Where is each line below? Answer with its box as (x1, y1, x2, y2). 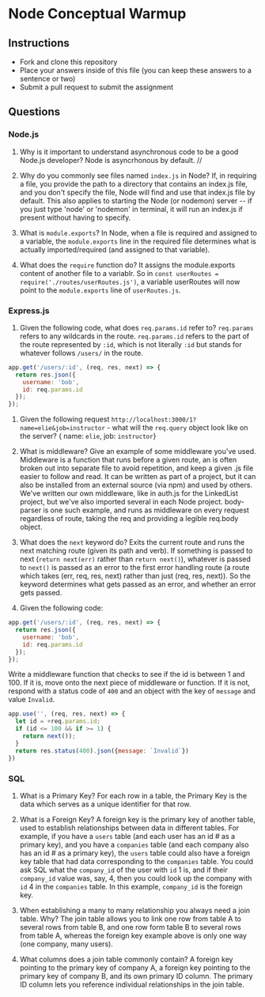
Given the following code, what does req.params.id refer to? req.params (19, 323, 254, 332)
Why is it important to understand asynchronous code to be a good (19, 147, 239, 157)
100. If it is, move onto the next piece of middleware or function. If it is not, (8, 678, 251, 688)
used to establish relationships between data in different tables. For (19, 823, 240, 833)
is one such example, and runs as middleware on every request (43, 505, 249, 515)
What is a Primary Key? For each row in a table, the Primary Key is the (19, 791, 248, 800)
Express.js (8, 305, 50, 316)
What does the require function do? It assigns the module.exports (19, 260, 236, 270)
